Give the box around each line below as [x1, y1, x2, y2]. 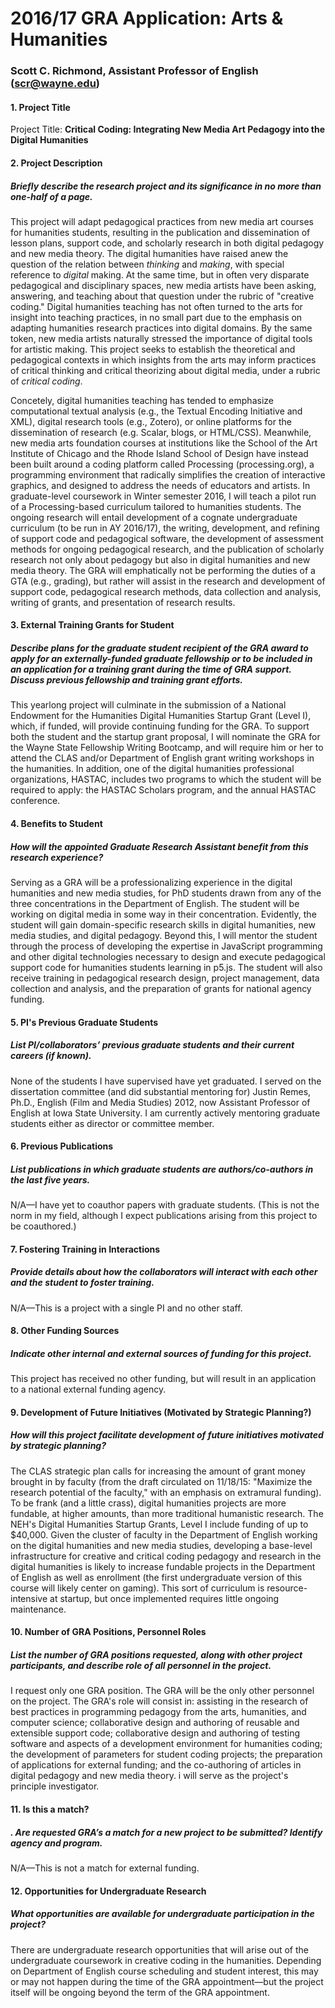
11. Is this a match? [10, 1803, 90, 1815]
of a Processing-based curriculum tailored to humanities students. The [10, 500, 302, 512]
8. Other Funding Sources [10, 1325, 120, 1337]
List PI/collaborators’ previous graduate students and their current [10, 1039, 295, 1051]
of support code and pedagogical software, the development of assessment [10, 532, 324, 544]
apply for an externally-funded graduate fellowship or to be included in [10, 653, 313, 665]
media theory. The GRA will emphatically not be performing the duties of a [10, 564, 316, 576]
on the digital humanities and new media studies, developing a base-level [10, 1539, 313, 1551]
